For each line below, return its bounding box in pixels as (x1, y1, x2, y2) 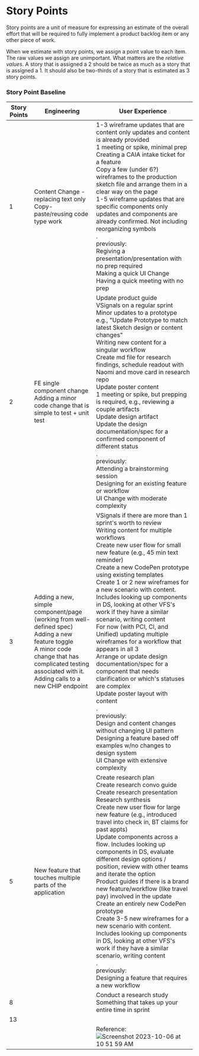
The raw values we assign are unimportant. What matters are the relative (6, 54, 184, 61)
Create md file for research (95, 353, 171, 362)
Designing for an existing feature (95, 479, 187, 488)
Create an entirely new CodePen (95, 900, 187, 908)
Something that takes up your (95, 998, 178, 1007)
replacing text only (34, 195, 86, 203)
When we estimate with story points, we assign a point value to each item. (6, 48, 187, 55)
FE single (34, 379, 60, 387)
